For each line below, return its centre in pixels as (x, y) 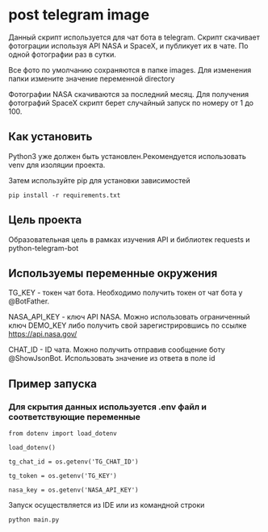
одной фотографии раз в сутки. (63, 54)
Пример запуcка (52, 384)
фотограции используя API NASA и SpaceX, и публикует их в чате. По (128, 45)
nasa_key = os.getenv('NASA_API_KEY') (73, 490)
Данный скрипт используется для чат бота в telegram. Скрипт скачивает (134, 37)
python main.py (34, 520)
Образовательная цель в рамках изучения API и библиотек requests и (129, 239)
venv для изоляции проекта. (57, 165)
